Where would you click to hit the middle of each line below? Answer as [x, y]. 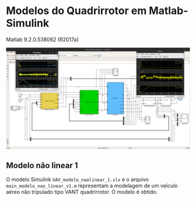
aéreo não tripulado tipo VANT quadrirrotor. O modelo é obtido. [82, 192]
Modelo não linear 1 [42, 165]
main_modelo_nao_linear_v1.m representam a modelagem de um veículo [92, 186]
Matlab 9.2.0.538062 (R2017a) [42, 39]
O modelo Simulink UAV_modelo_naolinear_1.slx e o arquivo [77, 179]
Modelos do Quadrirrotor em [76, 11]
